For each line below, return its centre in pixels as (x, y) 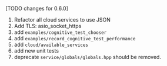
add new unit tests (36, 51)
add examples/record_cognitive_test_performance (75, 38)
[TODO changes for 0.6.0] (37, 8)
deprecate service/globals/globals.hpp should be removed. (87, 57)
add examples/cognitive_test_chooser (60, 32)
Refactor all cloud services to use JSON (62, 20)
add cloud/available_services (51, 44)
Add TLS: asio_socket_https (48, 26)
